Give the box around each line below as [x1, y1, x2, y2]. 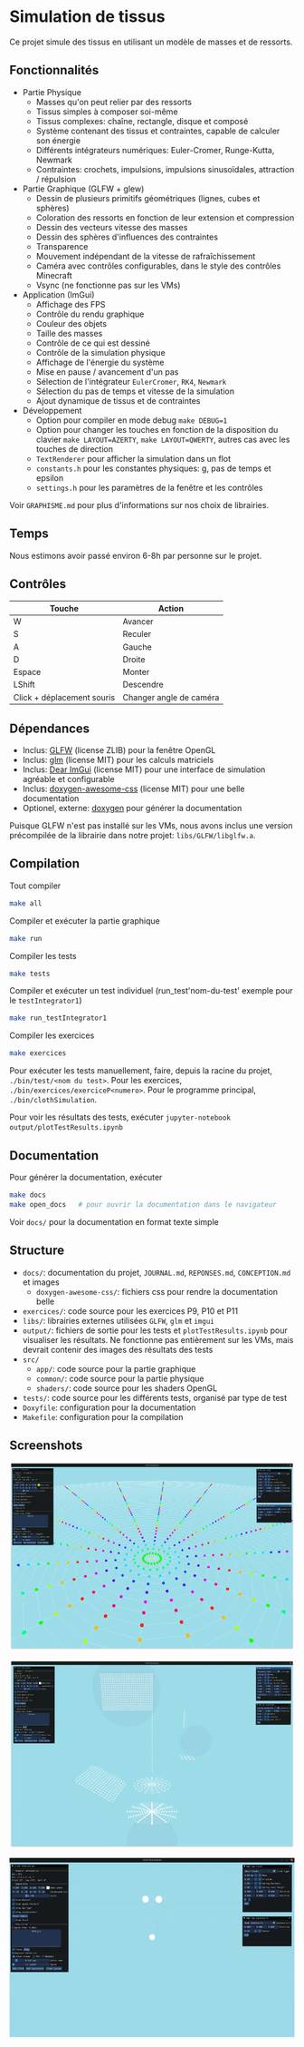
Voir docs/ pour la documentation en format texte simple [9, 1216, 219, 1227]
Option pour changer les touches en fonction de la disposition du [35, 424, 279, 435]
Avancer [122, 616, 154, 627]
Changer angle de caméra [122, 691, 220, 702]
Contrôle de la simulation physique [35, 347, 166, 357]
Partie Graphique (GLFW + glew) [22, 183, 145, 194]
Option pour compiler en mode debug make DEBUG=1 [35, 415, 228, 426]
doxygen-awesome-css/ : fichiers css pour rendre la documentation [35, 1286, 279, 1297]
